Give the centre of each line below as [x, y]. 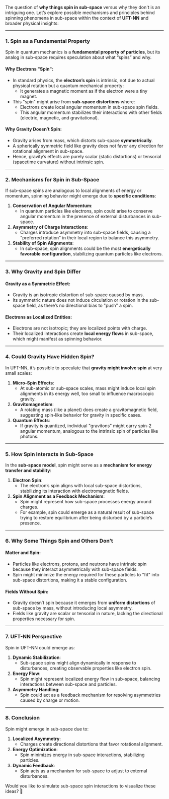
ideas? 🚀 [14, 791]
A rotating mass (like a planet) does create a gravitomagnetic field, [89, 410]
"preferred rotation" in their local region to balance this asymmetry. [90, 238]
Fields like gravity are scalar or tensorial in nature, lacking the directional [88, 614]
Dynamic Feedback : [34, 765]
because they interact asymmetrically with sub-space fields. [75, 569]
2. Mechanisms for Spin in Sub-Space [52, 179]
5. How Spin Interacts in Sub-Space [50, 454]
